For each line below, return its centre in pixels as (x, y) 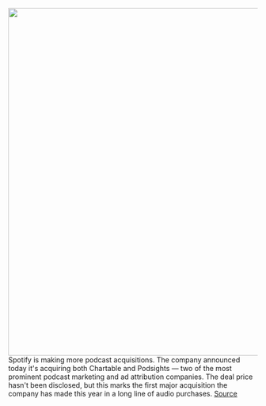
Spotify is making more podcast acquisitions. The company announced (124, 360)
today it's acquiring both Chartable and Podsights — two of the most (120, 368)
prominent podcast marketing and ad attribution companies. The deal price (131, 377)
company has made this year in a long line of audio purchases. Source (123, 394)
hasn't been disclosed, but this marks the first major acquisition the (118, 385)
